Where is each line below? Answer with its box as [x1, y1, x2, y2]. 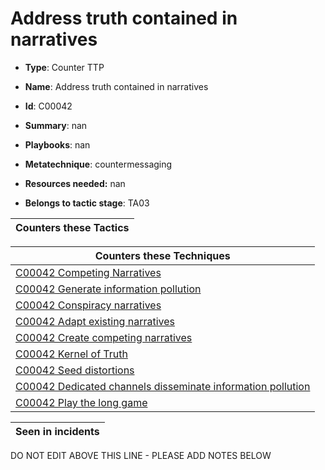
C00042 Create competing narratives [15, 330, 193, 344]
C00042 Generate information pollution [15, 282, 202, 296]
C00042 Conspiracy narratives [15, 298, 162, 312]
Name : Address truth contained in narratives [24, 80, 209, 92]
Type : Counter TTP [24, 61, 105, 73]
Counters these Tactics [15, 220, 130, 234]
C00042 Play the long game [15, 395, 148, 409]
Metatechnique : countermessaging [24, 158, 173, 170]
